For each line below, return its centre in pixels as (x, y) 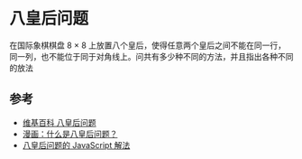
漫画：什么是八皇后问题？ (70, 134)
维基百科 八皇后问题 (59, 122)
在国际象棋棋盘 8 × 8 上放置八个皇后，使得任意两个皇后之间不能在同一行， (148, 45)
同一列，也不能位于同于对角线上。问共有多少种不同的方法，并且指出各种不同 (151, 56)
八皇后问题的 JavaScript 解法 (76, 145)
